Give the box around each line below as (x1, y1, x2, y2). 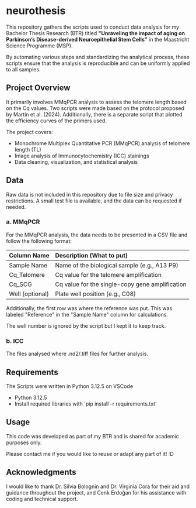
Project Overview (6, 83, 71, 93)
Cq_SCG (9, 280, 32, 288)
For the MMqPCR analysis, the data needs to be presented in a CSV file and (6, 231, 188, 238)
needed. (6, 203, 26, 210)
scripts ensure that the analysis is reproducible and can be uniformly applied (6, 60, 190, 67)
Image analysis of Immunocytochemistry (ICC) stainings (14, 152, 150, 159)
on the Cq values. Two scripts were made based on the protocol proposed (6, 104, 185, 112)
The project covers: (6, 128, 54, 135)
